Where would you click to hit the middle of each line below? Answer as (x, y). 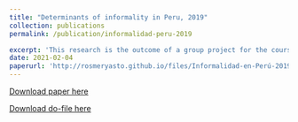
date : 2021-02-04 (41, 58)
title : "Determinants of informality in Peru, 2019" (109, 17)
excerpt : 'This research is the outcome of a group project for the (138, 50)
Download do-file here (50, 108)
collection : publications (57, 26)
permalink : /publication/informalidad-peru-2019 (101, 34)
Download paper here (49, 91)
